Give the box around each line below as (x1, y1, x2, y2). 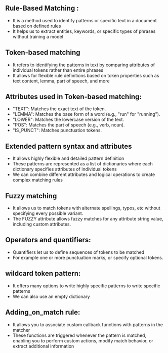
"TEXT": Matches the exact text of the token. (12, 106, 106, 112)
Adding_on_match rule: (5, 308, 80, 317)
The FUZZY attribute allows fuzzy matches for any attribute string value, (12, 216, 163, 222)
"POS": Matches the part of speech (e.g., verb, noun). (12, 122, 125, 128)
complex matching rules (12, 177, 63, 183)
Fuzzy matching (5, 192, 57, 200)
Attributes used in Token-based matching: (5, 93, 142, 101)
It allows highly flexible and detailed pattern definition (12, 155, 124, 161)
